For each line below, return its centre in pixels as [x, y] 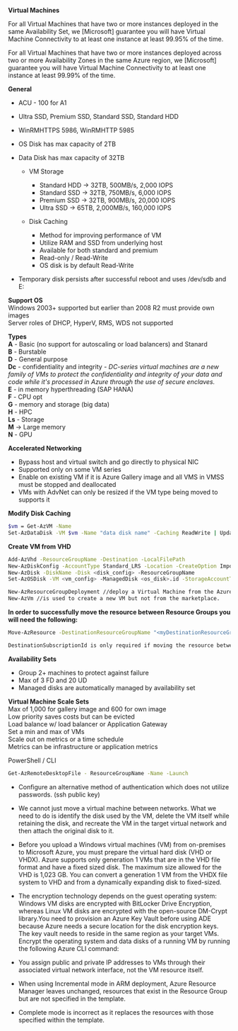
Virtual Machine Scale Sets [49, 702]
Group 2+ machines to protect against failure [83, 672]
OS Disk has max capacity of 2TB [67, 144]
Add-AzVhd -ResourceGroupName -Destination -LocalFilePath [97, 559]
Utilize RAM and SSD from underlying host [101, 243]
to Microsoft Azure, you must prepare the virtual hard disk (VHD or [115, 852]
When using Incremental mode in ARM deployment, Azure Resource [117, 984]
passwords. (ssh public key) [59, 794]
